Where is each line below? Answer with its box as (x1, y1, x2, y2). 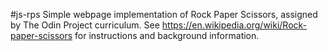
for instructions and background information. (74, 30, 260, 41)
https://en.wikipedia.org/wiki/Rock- (161, 19, 308, 31)
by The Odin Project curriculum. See (10, 19, 160, 31)
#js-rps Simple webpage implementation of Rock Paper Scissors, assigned (10, 9, 318, 20)
